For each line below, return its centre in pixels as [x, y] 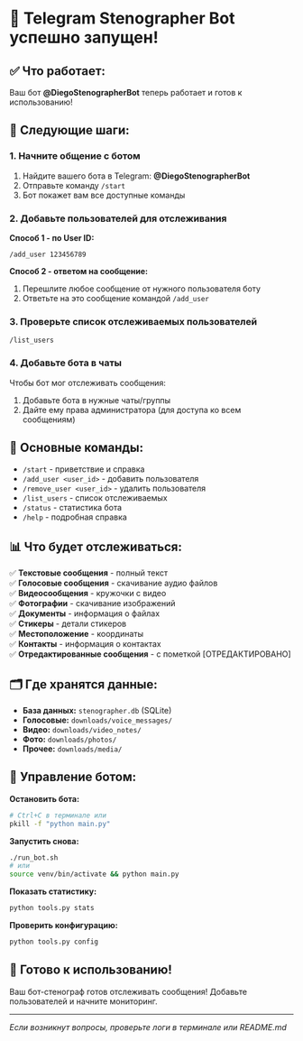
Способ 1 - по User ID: [52, 237]
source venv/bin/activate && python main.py [94, 874]
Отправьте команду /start [74, 185]
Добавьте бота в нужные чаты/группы [96, 400]
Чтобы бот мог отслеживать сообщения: [88, 382]
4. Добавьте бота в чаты [66, 363]
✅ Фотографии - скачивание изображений [92, 603]
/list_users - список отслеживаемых [95, 498]
